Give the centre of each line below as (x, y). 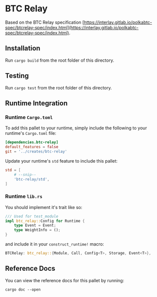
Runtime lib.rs (24, 197)
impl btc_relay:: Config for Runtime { (45, 221)
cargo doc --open (23, 290)
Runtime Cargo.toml (29, 117)
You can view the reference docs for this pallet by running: (65, 280)
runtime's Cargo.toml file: (31, 133)
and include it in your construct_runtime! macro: (55, 244)
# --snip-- (25, 174)
